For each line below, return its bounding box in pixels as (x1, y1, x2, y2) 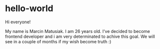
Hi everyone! (5, 19, 31, 25)
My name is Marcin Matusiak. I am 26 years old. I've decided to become (5, 28, 150, 34)
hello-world (5, 3, 54, 14)
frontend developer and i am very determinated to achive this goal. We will (5, 33, 155, 39)
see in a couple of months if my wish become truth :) (5, 38, 112, 44)
